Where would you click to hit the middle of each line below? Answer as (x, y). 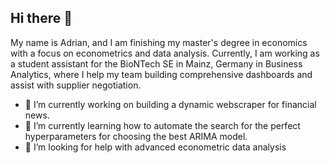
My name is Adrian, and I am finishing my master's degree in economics (159, 42)
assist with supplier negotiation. (76, 85)
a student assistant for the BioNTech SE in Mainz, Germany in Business (156, 63)
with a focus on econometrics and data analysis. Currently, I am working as (165, 53)
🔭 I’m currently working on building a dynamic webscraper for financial (170, 104)
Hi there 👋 (41, 18)
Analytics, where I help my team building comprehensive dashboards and (161, 74)
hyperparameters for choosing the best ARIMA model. (136, 136)
